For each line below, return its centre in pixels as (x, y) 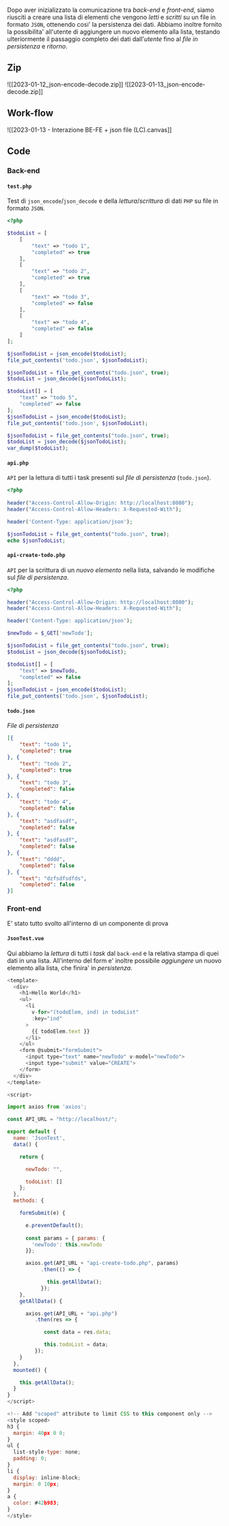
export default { (32, 1132)
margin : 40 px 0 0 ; (40, 1433)
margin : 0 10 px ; (36, 1484)
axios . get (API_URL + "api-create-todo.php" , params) (102, 1264)
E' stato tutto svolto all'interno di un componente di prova (88, 924)
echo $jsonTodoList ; (37, 541)
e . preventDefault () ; (54, 1225)
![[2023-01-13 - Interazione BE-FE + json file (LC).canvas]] (90, 130)
